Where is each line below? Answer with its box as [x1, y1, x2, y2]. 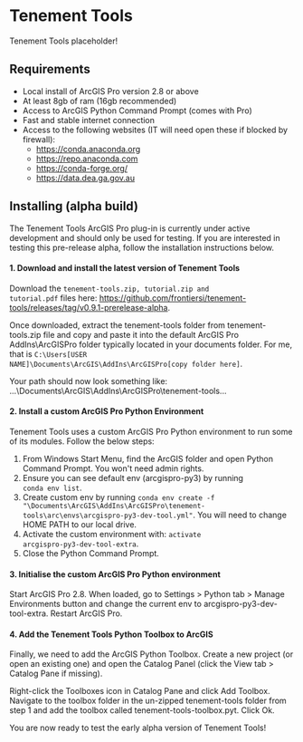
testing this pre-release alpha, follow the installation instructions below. [9, 242, 274, 253]
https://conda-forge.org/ [35, 162, 128, 173]
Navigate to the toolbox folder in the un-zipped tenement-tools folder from [9, 695, 287, 707]
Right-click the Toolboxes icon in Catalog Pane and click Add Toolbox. [9, 686, 270, 697]
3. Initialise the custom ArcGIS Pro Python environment [9, 568, 222, 580]
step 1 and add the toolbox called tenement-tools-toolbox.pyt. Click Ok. [9, 705, 275, 716]
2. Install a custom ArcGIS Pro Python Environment [9, 406, 204, 417]
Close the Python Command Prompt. [22, 547, 160, 558]
